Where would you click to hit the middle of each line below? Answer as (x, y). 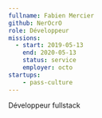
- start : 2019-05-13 (49, 45)
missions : (25, 38)
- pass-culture (48, 82)
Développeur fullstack (45, 105)
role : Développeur (39, 30)
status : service (50, 61)
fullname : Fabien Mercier (51, 16)
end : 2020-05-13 (50, 53)
